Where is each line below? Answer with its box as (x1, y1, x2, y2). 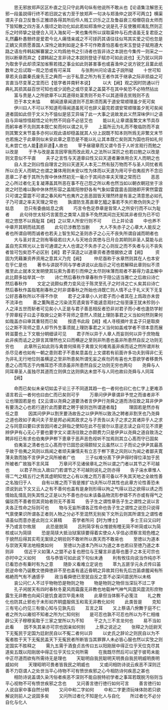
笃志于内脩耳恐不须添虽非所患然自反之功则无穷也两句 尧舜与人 (22, 362, 160, 368)
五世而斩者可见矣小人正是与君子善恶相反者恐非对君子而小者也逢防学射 (18, 306, 163, 311)
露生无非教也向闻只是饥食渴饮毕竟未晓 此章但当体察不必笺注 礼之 (5, 593, 156, 599)
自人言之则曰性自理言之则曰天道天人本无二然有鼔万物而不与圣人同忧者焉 (13, 161, 163, 167)
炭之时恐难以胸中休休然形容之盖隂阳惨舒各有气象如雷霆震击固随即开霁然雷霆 (5, 186, 163, 192)
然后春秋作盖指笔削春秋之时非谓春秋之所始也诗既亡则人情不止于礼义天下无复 (5, 287, 163, 293)
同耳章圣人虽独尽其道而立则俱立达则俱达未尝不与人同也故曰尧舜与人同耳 (5, 369, 154, 374)
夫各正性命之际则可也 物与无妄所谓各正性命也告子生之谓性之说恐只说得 (5, 505, 160, 511)
